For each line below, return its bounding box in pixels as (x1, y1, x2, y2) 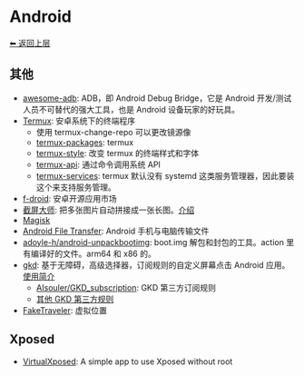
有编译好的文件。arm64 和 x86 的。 (22, 248, 156, 259)
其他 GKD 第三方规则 (35, 293, 114, 304)
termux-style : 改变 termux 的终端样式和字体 (35, 147, 200, 158)
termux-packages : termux (35, 136, 134, 147)
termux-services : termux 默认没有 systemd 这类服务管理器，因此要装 (35, 170, 295, 181)
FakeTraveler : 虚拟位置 (22, 304, 107, 315)
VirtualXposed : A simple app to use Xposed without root (22, 356, 233, 367)
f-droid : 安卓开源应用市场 (22, 193, 117, 203)
